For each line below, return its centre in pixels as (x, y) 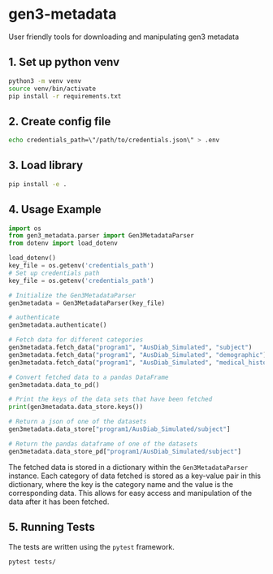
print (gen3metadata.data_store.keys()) (76, 407)
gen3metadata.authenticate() (58, 325)
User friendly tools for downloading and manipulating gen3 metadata (124, 37)
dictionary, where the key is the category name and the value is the (121, 484)
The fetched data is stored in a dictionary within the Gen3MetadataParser (128, 467)
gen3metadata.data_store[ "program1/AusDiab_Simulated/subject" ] (119, 429)
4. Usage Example (55, 209)
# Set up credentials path (54, 273)
